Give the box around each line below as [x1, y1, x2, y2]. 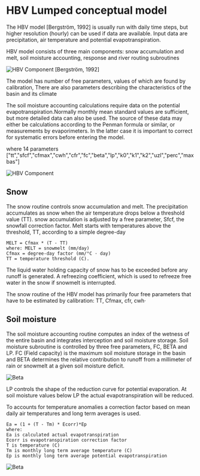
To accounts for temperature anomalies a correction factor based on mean [6, 403, 190, 411]
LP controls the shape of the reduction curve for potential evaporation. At [6, 385, 187, 393]
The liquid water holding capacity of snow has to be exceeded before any [6, 266, 188, 273]
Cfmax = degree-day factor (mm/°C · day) [6, 250, 111, 257]
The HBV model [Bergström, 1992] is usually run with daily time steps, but [6, 23, 188, 31]
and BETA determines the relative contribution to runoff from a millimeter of [6, 356, 192, 363]
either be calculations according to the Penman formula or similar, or [6, 120, 175, 128]
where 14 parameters [6, 145, 59, 152]
